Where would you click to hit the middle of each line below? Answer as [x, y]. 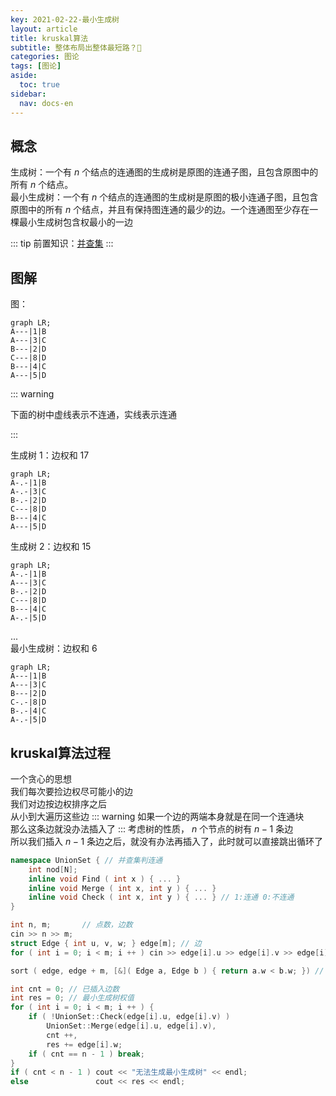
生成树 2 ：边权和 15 [51, 547]
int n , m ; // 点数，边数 [71, 925]
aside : [24, 76]
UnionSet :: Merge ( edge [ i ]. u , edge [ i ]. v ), [131, 1026]
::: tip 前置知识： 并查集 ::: [62, 243]
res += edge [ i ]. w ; [84, 1044]
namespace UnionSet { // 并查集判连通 [86, 860]
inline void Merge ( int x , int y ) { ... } [122, 888]
